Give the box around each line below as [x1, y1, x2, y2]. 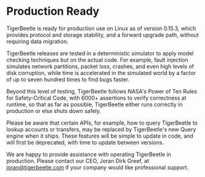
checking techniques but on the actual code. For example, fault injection [6, 56, 188, 63]
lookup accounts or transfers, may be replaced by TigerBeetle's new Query [6, 125, 196, 133]
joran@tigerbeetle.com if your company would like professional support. [6, 163, 188, 171]
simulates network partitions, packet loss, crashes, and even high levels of [6, 63, 195, 70]
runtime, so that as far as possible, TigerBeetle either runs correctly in [6, 100, 183, 108]
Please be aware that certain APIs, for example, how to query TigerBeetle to [6, 119, 198, 127]
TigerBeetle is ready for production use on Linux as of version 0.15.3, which [6, 25, 196, 32]
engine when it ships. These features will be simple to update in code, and [6, 132, 194, 140]
